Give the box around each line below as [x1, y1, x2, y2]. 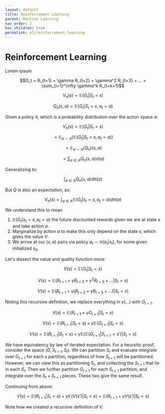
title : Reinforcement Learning [5, 12, 70, 17]
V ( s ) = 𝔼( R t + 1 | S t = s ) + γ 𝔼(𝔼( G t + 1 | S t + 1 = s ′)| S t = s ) [29, 331, 137, 338]
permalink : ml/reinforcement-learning [5, 30, 85, 35]
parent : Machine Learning [5, 16, 58, 21]
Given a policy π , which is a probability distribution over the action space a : [5, 114, 158, 120]
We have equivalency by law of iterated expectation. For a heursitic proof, [5, 342, 155, 348]
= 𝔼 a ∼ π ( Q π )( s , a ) [66, 145, 102, 152]
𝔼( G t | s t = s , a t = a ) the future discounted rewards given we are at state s [12, 217, 161, 224]
